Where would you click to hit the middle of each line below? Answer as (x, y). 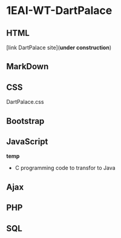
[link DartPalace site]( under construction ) (59, 47)
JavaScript (27, 141)
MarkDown (28, 66)
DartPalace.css (25, 102)
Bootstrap (25, 121)
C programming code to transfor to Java (65, 168)
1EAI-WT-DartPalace (59, 11)
